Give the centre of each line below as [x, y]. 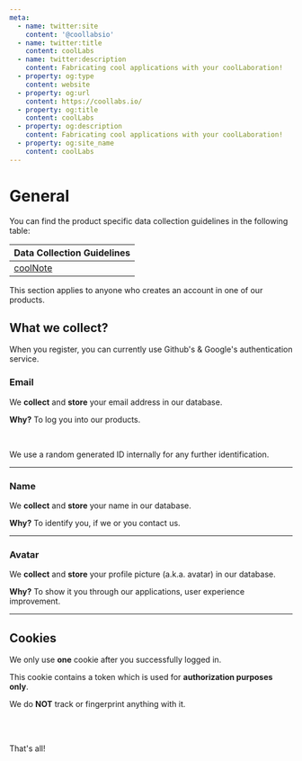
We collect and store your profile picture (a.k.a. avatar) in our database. [142, 574]
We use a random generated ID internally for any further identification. [139, 454]
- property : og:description [70, 127]
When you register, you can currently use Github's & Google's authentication [151, 349]
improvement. [35, 601]
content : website [58, 85]
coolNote [33, 268]
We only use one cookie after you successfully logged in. [115, 660]
